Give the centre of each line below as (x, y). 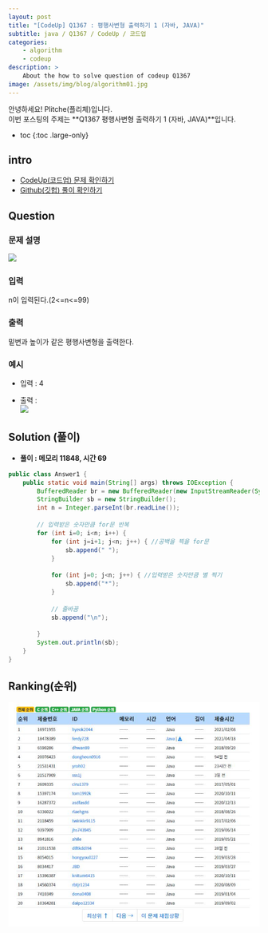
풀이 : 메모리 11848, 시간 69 (63, 458)
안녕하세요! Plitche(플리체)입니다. (61, 109)
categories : (28, 42)
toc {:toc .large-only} (54, 135)
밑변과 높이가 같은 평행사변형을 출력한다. (71, 341)
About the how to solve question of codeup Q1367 (107, 76)
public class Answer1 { (48, 474)
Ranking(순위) (43, 687)
